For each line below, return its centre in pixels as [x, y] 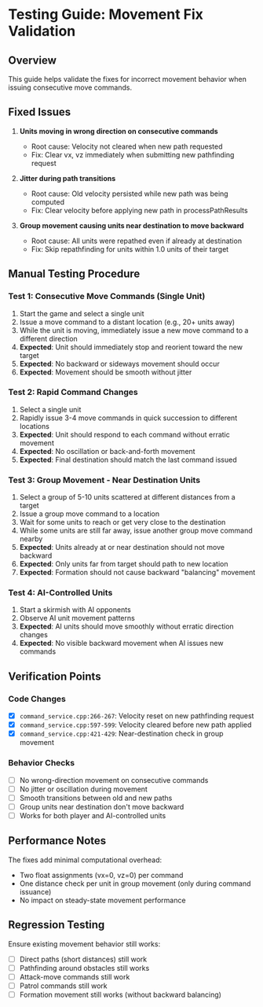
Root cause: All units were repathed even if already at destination [136, 241]
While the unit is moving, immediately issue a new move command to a [134, 330]
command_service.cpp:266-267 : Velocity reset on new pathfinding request [137, 716]
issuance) [35, 891]
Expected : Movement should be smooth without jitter [106, 372]
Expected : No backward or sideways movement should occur [119, 363]
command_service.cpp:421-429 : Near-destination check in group [121, 734]
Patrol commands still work [63, 986]
